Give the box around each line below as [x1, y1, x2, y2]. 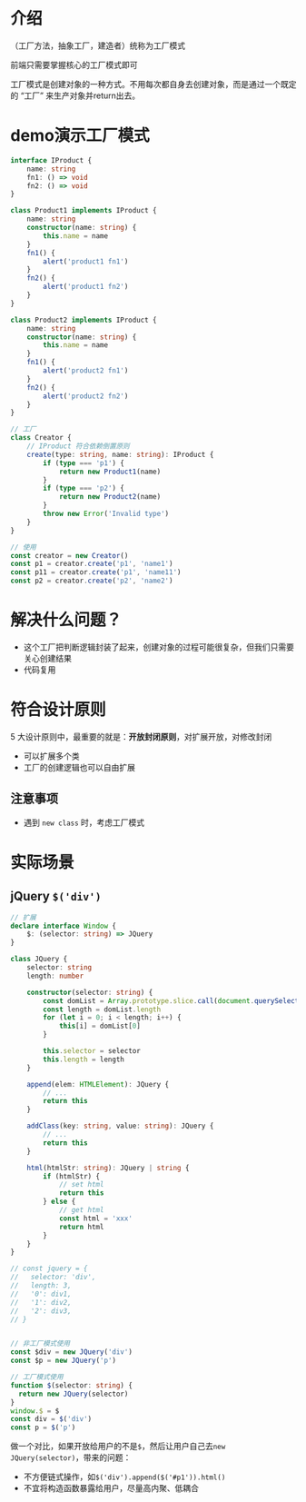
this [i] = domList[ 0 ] [58, 1021, 142, 1031]
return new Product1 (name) [58, 467, 162, 476]
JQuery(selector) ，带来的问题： [10, 1452, 132, 1463]
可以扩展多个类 [23, 751, 80, 761]
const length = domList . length [43, 1005, 162, 1014]
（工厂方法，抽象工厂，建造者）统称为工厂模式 [10, 40, 185, 51]
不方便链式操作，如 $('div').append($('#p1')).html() [23, 1471, 226, 1482]
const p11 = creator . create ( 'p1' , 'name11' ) [10, 568, 182, 577]
